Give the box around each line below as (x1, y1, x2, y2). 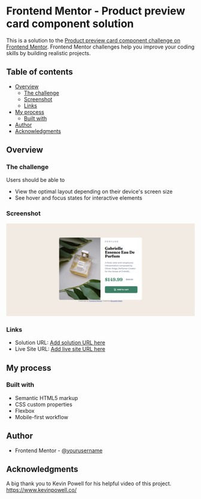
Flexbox (14, 407, 35, 414)
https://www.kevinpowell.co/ (6, 486, 77, 494)
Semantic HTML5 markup (14, 394, 78, 401)
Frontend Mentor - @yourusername (14, 447, 103, 454)
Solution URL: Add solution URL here (14, 339, 106, 346)
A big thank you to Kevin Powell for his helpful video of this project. (6, 480, 172, 487)
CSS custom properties (14, 401, 73, 408)
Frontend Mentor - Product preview (6, 4, 185, 18)
